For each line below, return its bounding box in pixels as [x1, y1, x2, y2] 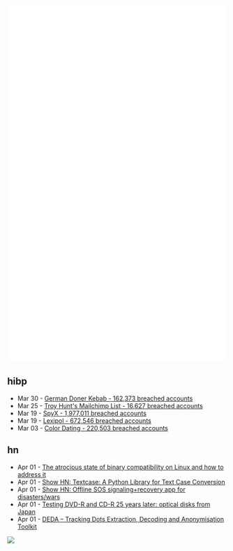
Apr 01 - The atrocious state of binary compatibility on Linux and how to [17, 463, 225, 471]
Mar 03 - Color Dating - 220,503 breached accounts [17, 424, 169, 432]
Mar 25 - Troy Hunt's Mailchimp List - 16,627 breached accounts [17, 401, 204, 410]
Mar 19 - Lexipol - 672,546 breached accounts [17, 416, 151, 425]
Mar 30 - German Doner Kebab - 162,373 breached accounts [17, 394, 193, 403]
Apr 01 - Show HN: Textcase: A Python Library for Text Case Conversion [17, 477, 225, 486]
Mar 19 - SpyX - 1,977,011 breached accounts [17, 409, 146, 417]
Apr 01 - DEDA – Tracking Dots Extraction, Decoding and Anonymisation [17, 515, 225, 523]
